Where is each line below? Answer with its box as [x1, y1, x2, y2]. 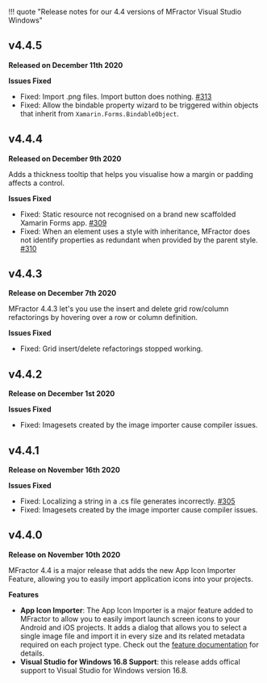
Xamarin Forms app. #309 [19, 217, 107, 227]
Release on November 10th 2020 [8, 550, 121, 559]
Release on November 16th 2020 [8, 465, 121, 475]
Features [8, 589, 39, 599]
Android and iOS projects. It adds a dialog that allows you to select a [19, 622, 248, 632]
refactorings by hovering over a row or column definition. [8, 313, 198, 323]
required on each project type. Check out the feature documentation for [19, 639, 260, 649]
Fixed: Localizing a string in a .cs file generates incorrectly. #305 [19, 496, 236, 506]
